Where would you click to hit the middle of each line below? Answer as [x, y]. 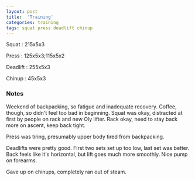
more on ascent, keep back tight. [46, 125]
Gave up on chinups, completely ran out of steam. [66, 172]
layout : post [22, 11]
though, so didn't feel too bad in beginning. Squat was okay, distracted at [94, 112]
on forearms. [22, 160]
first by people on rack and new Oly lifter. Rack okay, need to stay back [92, 119]
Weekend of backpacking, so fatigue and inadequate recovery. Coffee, [91, 107]
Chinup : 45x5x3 [26, 78]
